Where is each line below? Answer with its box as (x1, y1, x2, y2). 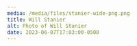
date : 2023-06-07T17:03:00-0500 (7, 28, 99, 36)
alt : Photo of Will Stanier (7, 22, 88, 29)
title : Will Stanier (7, 16, 66, 23)
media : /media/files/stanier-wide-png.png (7, 9, 130, 17)
